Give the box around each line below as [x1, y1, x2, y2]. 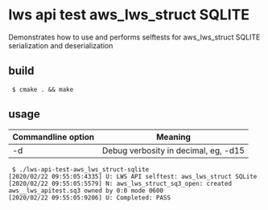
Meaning [155, 131, 192, 142]
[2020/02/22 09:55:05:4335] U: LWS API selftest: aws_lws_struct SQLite [8, 172, 258, 180]
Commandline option [12, 131, 95, 142]
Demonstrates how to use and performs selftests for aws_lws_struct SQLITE [8, 32, 261, 42]
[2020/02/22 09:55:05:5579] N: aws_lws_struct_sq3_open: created [8, 179, 232, 187]
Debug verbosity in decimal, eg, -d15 [101, 145, 245, 156]
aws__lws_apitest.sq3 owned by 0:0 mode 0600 [8, 187, 163, 195]
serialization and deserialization [8, 40, 113, 50]
